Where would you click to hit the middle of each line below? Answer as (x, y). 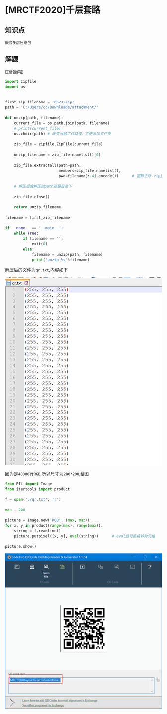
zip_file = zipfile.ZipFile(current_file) (59, 144)
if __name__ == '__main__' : (34, 228)
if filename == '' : (43, 239)
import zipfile (21, 81)
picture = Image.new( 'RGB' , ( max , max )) (48, 520)
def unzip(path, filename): (34, 118)
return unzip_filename (38, 207)
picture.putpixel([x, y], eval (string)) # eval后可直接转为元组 (84, 536)
